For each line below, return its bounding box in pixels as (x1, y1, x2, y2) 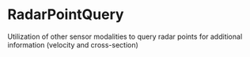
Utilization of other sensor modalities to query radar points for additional (7, 32, 243, 41)
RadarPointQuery (7, 6, 124, 24)
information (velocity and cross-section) (7, 40, 139, 49)
